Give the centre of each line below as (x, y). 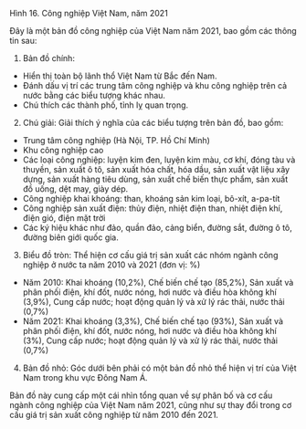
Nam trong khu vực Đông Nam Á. (85, 377)
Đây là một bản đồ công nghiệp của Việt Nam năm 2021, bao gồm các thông (153, 31)
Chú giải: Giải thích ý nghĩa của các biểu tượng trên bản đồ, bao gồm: (153, 123)
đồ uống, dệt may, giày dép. (75, 189)
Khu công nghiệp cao (63, 150)
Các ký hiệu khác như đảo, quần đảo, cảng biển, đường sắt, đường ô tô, (157, 228)
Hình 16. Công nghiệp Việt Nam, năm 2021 (89, 13)
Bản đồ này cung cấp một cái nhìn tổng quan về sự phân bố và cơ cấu (141, 395)
